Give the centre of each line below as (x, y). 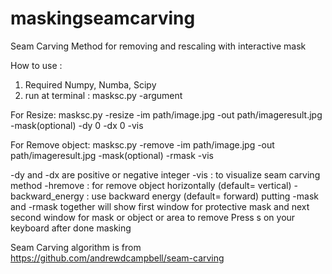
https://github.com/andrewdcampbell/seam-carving (117, 258)
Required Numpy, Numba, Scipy (90, 84)
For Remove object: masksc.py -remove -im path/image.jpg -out (142, 144)
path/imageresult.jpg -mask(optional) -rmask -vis (112, 155)
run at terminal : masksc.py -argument (103, 95)
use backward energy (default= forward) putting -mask (205, 196)
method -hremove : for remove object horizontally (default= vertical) (151, 185)
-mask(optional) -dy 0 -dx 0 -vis (77, 125)
